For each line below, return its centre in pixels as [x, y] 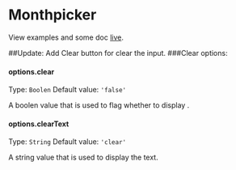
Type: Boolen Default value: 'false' [67, 90]
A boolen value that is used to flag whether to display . [99, 105]
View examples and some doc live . [66, 37]
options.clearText [39, 124]
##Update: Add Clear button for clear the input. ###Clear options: [118, 53]
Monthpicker [53, 15]
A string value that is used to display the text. [84, 157]
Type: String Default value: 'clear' [67, 142]
